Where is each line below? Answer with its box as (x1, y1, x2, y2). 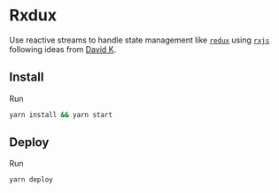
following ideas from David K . (9, 43, 117, 54)
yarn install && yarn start (9, 110, 113, 120)
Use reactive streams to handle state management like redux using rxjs (9, 35, 270, 45)
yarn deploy (9, 175, 53, 184)
